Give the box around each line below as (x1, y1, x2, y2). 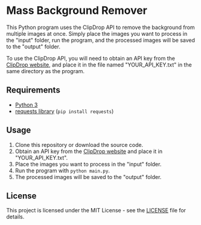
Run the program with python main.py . (14, 167, 110, 174)
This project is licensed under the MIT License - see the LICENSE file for (6, 207, 186, 214)
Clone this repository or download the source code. (14, 141, 144, 148)
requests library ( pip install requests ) (14, 107, 114, 115)
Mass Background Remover (6, 4, 148, 18)
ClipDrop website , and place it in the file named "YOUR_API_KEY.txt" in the (6, 61, 192, 68)
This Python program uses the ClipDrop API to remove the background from (6, 24, 195, 31)
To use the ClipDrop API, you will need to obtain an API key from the (6, 54, 175, 62)
